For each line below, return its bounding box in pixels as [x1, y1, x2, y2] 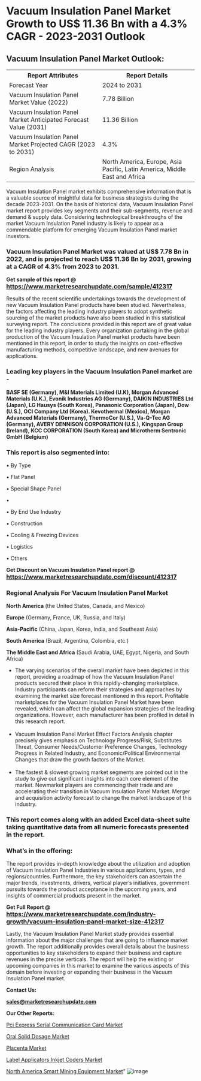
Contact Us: [6, 986, 37, 993]
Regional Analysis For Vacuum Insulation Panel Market [6, 589, 169, 597]
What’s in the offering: [6, 847, 73, 855]
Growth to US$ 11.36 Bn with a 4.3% [6, 17, 188, 31]
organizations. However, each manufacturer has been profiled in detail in [14, 712, 194, 719]
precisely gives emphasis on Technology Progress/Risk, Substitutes [14, 737, 182, 744]
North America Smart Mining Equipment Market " [6, 1068, 126, 1075]
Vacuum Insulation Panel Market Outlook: [6, 53, 165, 64]
